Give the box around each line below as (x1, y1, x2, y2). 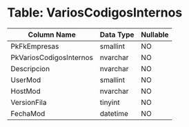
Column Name (28, 30, 76, 39)
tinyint (99, 97, 120, 107)
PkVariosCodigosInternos (10, 52, 94, 62)
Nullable (141, 30, 169, 39)
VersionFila (10, 97, 47, 107)
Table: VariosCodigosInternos (7, 5, 183, 21)
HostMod (10, 86, 41, 96)
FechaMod (10, 108, 46, 118)
